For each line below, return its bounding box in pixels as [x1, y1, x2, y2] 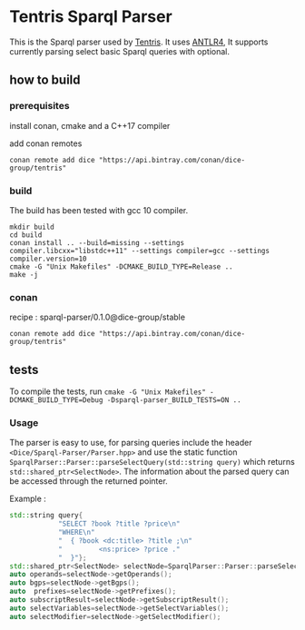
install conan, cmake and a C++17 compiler [9, 120, 171, 131]
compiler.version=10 [9, 254, 88, 263]
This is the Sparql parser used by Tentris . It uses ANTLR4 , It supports [9, 36, 269, 47]
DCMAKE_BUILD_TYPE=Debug [9, 396, 103, 405]
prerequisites [9, 100, 70, 113]
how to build [9, 73, 81, 88]
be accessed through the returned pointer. [9, 476, 168, 487]
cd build [9, 230, 43, 240]
